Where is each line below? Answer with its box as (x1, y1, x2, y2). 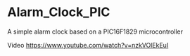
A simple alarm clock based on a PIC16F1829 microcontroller (7, 27, 183, 36)
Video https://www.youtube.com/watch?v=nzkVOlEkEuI (7, 41, 169, 49)
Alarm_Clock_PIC (7, 4, 110, 20)
